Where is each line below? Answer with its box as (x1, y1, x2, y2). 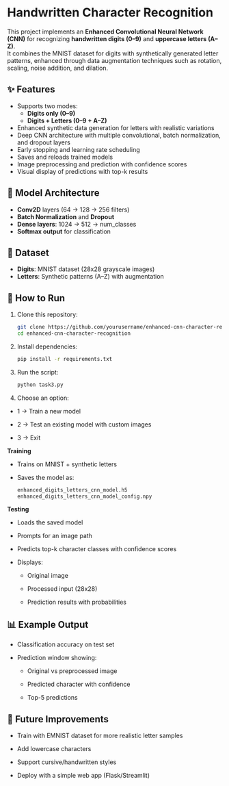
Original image (27, 572, 68, 580)
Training (7, 446, 32, 455)
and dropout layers (16, 138, 70, 147)
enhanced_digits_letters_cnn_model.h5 (16, 486, 128, 494)
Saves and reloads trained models (16, 153, 113, 161)
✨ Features (7, 84, 55, 95)
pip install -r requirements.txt (16, 355, 113, 362)
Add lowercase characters (16, 745, 92, 753)
